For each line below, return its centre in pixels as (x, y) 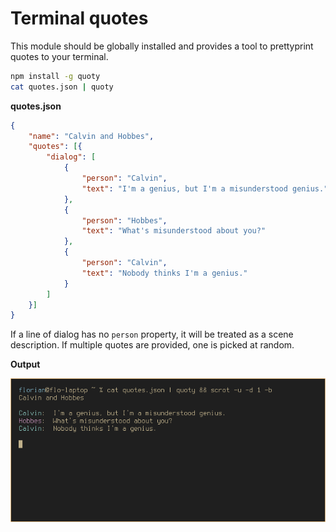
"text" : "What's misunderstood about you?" (174, 231)
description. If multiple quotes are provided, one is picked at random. (152, 345)
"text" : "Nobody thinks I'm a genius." (164, 273)
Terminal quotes (79, 18)
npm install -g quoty (55, 76)
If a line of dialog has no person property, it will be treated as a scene (152, 334)
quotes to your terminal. (59, 56)
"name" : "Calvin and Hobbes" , (91, 136)
